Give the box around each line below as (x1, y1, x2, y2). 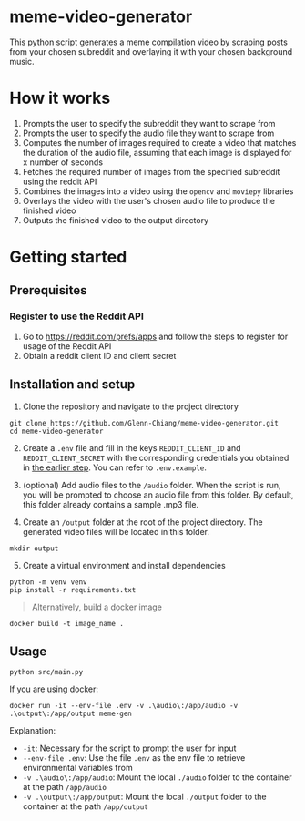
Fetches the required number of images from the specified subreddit (22, 166, 280, 177)
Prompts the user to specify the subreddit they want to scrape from (22, 118, 276, 128)
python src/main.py (9, 668, 84, 677)
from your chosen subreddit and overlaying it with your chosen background (9, 46, 293, 56)
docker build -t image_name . (9, 619, 125, 628)
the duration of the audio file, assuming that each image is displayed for (22, 147, 292, 158)
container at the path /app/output (22, 801, 148, 812)
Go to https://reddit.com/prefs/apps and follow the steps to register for (22, 331, 289, 342)
